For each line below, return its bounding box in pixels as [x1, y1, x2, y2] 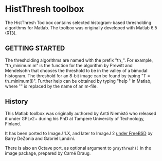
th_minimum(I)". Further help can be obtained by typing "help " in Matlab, [5, 78, 152, 84]
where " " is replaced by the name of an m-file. [5, 83, 98, 89]
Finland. [5, 121, 21, 127]
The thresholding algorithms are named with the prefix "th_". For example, [5, 57, 153, 63]
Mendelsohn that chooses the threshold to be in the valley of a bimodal [5, 68, 147, 73]
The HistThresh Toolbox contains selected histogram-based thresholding [5, 20, 152, 25]
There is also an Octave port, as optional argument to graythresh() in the [5, 145, 152, 151]
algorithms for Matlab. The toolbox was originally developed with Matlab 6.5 [5, 24, 157, 30]
